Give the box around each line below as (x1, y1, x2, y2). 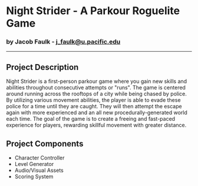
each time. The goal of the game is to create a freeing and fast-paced (6, 115, 176, 122)
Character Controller (14, 154, 65, 161)
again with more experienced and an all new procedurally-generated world (6, 109, 187, 116)
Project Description (6, 62, 79, 72)
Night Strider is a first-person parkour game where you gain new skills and (6, 78, 187, 85)
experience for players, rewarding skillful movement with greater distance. (6, 122, 187, 129)
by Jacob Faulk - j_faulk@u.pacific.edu (6, 38, 121, 46)
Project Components (6, 138, 84, 148)
